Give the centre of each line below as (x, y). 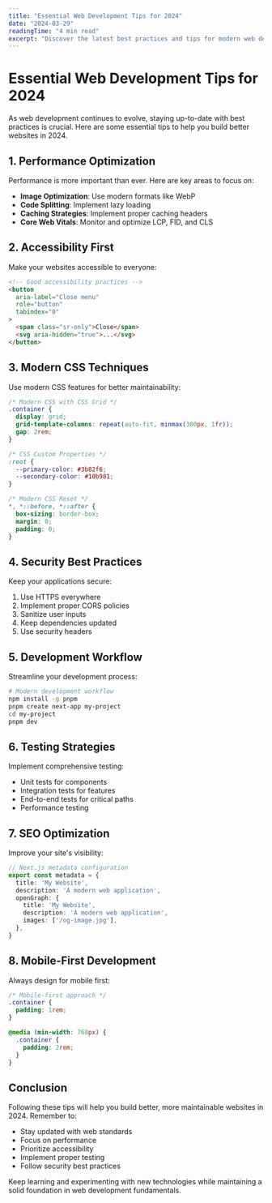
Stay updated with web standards (76, 1132)
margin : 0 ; (34, 521)
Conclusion (38, 1087)
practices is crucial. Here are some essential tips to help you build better (129, 127)
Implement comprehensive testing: (66, 766)
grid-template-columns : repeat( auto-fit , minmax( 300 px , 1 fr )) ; (125, 425)
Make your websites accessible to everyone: (83, 267)
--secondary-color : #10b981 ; (65, 477)
